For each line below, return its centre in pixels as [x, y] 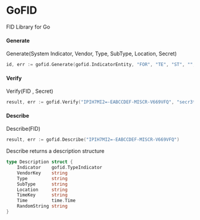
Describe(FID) [23, 129]
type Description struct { [40, 162]
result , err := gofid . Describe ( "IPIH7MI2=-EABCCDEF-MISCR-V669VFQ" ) [93, 140]
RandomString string [42, 206]
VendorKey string [42, 173]
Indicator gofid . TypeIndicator [60, 168]
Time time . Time [46, 201]
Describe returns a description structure [55, 151]
